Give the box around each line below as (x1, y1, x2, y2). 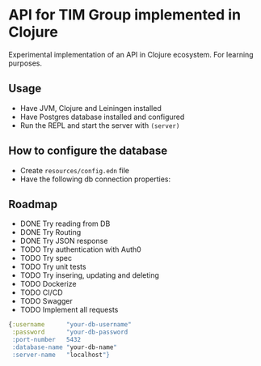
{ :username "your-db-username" (8, 321, 132, 329)
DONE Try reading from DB (19, 219, 111, 228)
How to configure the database (8, 144, 168, 158)
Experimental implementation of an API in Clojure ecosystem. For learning (8, 49, 254, 59)
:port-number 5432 (11, 336, 82, 344)
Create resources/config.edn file (19, 165, 130, 175)
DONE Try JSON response (19, 236, 108, 246)
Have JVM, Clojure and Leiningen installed (19, 103, 162, 113)
